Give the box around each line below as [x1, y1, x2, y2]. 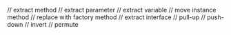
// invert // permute [24, 21, 79, 28]
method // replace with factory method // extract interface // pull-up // [7, 13, 205, 21]
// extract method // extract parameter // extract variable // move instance [7, 6, 217, 14]
